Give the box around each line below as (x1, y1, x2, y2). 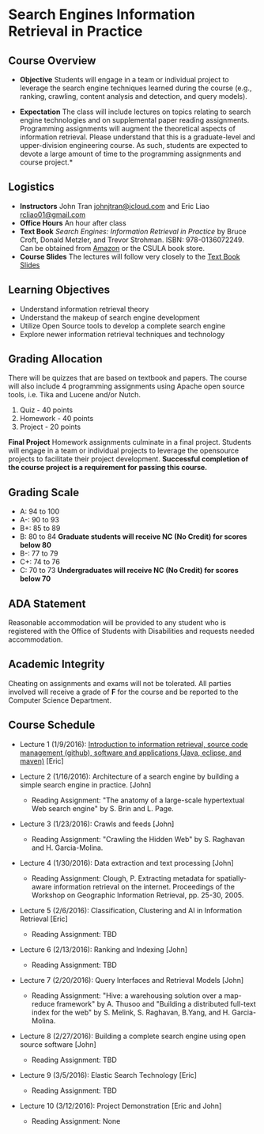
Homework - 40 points (19, 414, 94, 423)
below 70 (19, 574, 51, 583)
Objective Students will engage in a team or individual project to (19, 75, 229, 84)
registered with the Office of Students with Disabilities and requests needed (8, 627, 255, 636)
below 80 (19, 540, 51, 550)
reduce (31, 999, 55, 1008)
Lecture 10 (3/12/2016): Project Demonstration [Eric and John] (19, 1101, 222, 1110)
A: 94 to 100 (19, 506, 60, 516)
